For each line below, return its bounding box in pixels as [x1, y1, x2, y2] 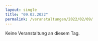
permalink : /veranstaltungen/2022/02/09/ [5, 16, 93, 21]
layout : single [5, 7, 37, 12]
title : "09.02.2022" [5, 12, 49, 17]
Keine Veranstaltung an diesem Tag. [5, 30, 80, 36]
